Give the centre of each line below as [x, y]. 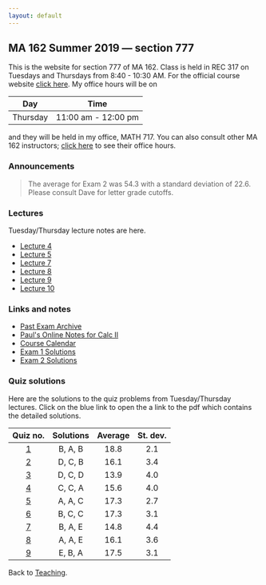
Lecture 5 [36, 255]
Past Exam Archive [51, 326]
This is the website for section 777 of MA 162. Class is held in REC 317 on [129, 67]
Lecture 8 [36, 272]
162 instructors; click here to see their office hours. [92, 145]
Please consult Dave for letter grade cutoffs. [101, 192]
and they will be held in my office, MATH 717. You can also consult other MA [133, 137]
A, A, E [71, 539]
